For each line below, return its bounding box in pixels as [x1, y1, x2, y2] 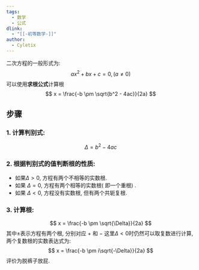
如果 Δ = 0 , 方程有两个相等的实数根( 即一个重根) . [14, 182, 137, 189]
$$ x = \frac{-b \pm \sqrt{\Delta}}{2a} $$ [50, 220, 152, 227]
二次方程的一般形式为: [6, 59, 61, 67]
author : [6, 37, 26, 43]
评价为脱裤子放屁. [6, 257, 50, 265]
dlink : [6, 25, 23, 32]
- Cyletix [11, 43, 36, 49]
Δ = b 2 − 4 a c [85, 142, 117, 151]
